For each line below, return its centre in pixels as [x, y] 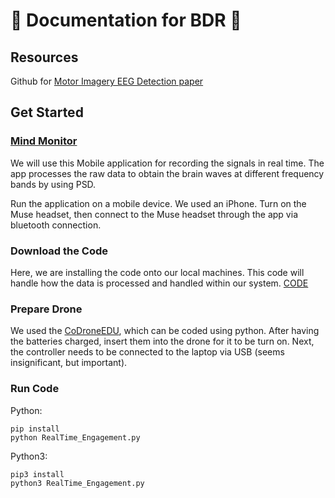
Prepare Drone [46, 309]
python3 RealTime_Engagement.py [77, 483]
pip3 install [37, 474]
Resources [44, 57]
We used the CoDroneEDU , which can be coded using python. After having [165, 331]
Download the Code [59, 251]
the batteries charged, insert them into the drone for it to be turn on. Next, [162, 341]
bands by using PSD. [53, 184]
